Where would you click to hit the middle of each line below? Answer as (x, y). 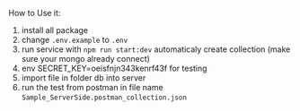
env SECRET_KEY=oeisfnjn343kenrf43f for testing (114, 68)
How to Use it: (35, 13)
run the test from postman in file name (92, 87)
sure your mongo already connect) (85, 59)
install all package (55, 30)
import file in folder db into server (84, 78)
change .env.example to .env (75, 40)
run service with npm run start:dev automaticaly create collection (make (156, 49)
